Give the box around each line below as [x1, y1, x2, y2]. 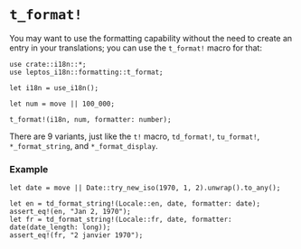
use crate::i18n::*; [9, 60, 88, 69]
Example [9, 162, 49, 175]
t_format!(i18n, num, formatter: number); [9, 115, 172, 124]
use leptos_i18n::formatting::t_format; [9, 68, 165, 77]
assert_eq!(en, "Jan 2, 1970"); [9, 207, 131, 217]
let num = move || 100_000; [9, 99, 116, 108]
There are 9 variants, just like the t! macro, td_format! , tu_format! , [9, 131, 260, 142]
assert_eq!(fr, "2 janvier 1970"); [9, 231, 144, 240]
